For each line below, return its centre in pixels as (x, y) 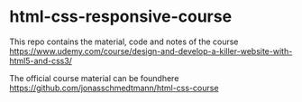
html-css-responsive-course (121, 17)
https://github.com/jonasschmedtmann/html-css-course (114, 88)
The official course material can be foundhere (94, 78)
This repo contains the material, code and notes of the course (124, 42)
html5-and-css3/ (41, 60)
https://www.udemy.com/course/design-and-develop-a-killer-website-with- (151, 51)
